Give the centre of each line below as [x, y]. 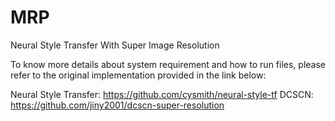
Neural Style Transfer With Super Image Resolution [115, 45]
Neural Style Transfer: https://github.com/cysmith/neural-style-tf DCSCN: [162, 94]
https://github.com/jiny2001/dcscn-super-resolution [117, 105]
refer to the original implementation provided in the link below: [138, 75]
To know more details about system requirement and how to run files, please [168, 64]
